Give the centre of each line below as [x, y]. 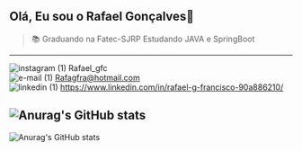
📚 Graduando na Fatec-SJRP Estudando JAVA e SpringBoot [143, 39]
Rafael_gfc [88, 67]
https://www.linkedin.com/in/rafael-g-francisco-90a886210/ [172, 87]
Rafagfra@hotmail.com [98, 77]
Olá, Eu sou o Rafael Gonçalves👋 [102, 17]
